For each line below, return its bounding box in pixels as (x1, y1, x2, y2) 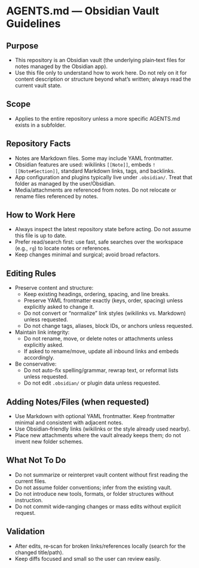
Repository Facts (6, 139, 71, 149)
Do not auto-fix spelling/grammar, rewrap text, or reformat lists (23, 367, 179, 374)
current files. (14, 477, 47, 484)
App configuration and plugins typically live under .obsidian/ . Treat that (14, 173, 192, 180)
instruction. (14, 496, 43, 503)
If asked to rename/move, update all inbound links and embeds (23, 348, 179, 355)
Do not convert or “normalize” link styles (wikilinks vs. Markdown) (23, 309, 186, 317)
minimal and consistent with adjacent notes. (14, 419, 124, 426)
